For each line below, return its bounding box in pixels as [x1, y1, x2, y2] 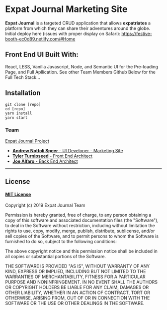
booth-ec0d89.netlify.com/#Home [5, 36, 76, 42]
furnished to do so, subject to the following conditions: [5, 239, 117, 245]
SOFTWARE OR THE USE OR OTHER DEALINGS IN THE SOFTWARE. [5, 301, 145, 307]
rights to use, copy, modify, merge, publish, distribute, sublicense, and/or [5, 228, 155, 234]
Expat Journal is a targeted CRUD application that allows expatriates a [5, 20, 151, 26]
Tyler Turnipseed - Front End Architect [12, 153, 93, 159]
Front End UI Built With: [5, 50, 79, 59]
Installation [5, 89, 41, 97]
